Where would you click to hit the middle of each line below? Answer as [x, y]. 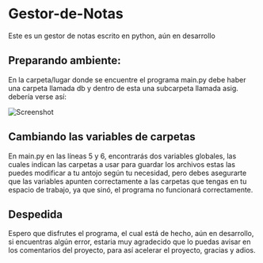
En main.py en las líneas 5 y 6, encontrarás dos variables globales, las [122, 156]
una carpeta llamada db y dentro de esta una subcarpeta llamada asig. [124, 88]
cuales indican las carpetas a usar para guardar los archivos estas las [122, 164]
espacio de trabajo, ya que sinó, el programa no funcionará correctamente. [131, 189]
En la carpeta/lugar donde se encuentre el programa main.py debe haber [127, 79]
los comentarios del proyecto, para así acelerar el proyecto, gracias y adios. [132, 250]
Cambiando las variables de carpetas [102, 137]
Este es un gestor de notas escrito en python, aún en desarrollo [112, 36]
